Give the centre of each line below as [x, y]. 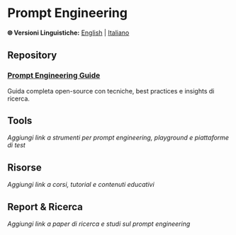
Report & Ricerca [45, 207]
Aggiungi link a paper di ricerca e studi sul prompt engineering [99, 224]
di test [17, 145]
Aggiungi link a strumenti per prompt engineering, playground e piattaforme [118, 138]
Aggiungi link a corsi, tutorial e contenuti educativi [81, 185]
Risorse [24, 167]
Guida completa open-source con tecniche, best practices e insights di [111, 91]
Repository [32, 56]
